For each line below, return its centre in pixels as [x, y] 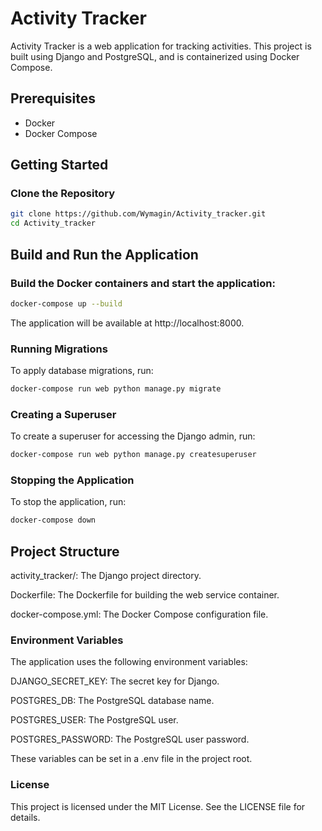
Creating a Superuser [63, 414]
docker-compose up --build [66, 303]
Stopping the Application [72, 480]
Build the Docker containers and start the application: [143, 283]
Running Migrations [59, 349]
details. [25, 817]
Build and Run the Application [104, 254]
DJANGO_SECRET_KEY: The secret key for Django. [115, 681]
